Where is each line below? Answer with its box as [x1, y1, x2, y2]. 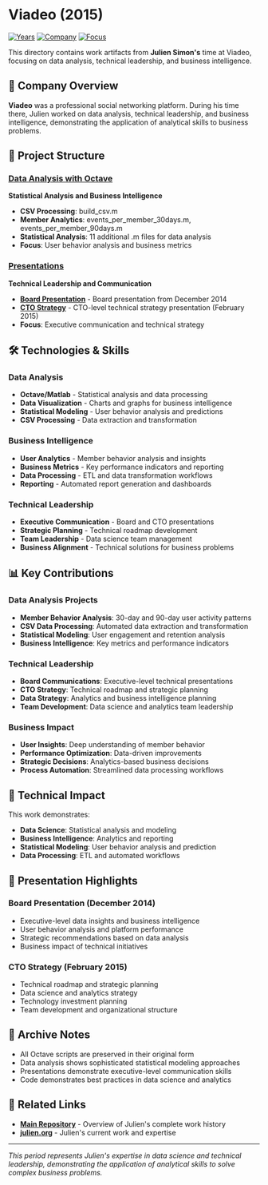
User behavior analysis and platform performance [19, 925, 183, 934]
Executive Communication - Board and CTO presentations [19, 517, 215, 527]
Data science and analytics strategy [19, 988, 138, 998]
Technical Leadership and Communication [8, 278, 152, 288]
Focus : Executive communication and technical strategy [19, 320, 205, 329]
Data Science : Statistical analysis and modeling [19, 825, 177, 835]
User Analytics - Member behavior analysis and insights [19, 453, 207, 463]
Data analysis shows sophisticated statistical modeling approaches [19, 1057, 241, 1068]
